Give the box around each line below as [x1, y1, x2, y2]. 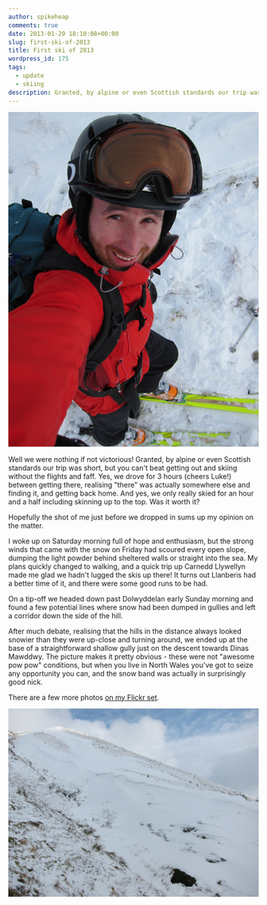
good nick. [8, 677, 44, 687]
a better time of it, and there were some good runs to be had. [8, 578, 208, 588]
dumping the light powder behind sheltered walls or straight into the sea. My [8, 553, 258, 562]
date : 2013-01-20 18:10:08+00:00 [8, 29, 119, 37]
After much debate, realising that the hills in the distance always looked [8, 626, 242, 636]
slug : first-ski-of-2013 [8, 38, 91, 46]
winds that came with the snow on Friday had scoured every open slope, [8, 544, 246, 554]
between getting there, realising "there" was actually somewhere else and [8, 480, 250, 489]
